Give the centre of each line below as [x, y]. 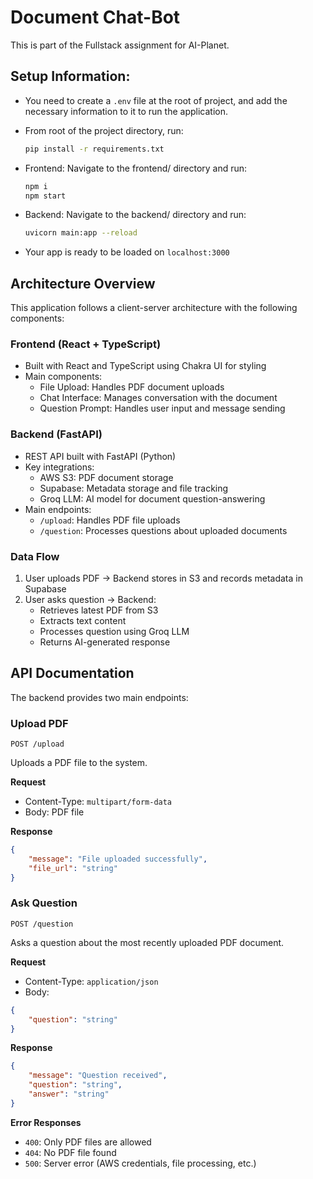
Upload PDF [39, 723]
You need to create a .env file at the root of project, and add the [156, 100]
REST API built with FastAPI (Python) [100, 456]
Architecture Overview [83, 283]
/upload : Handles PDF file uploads [110, 520]
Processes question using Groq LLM [114, 631]
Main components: [63, 377]
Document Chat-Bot [95, 17]
